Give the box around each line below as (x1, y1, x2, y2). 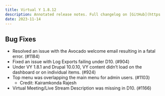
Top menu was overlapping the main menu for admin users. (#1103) (12, 75, 150, 81)
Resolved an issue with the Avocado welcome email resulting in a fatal (12, 48, 156, 54)
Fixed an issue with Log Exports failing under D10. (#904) (12, 59, 130, 65)
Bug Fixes (5, 35, 36, 43)
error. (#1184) (12, 53, 40, 60)
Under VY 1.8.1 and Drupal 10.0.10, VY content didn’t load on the (12, 64, 142, 70)
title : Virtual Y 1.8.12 (5, 7, 56, 12)
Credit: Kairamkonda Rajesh (19, 80, 77, 86)
